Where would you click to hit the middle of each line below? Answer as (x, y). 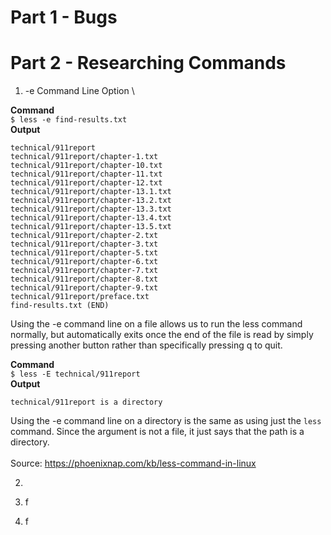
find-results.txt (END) (60, 306)
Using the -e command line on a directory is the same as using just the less (166, 421)
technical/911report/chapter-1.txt (84, 157)
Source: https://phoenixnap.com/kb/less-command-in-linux (133, 463)
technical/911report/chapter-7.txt (84, 271)
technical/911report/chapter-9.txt (84, 288)
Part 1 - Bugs (64, 17)
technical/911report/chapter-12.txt (86, 183)
